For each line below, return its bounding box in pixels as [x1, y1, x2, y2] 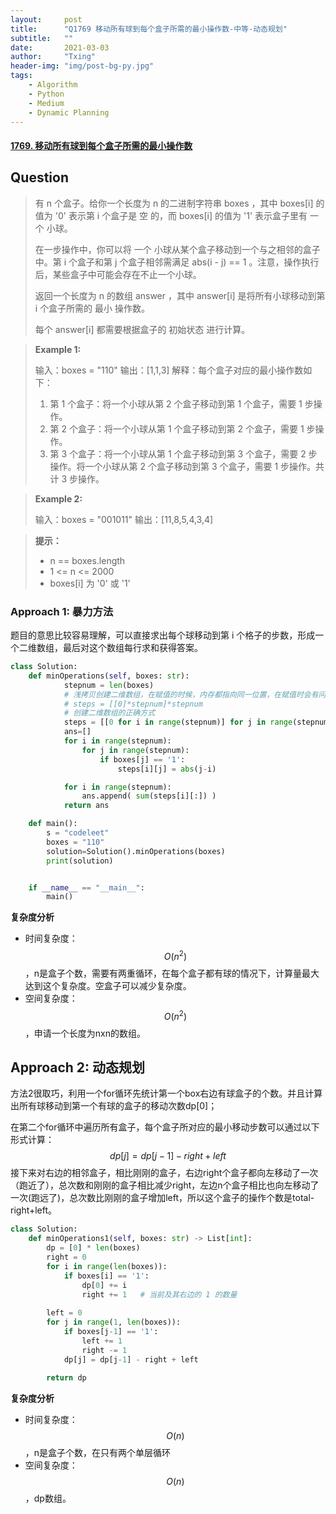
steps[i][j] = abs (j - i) [117, 764, 217, 774]
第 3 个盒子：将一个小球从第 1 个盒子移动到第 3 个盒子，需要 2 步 [49, 447, 318, 460]
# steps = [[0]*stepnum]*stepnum [63, 699, 203, 709]
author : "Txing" [10, 52, 97, 62]
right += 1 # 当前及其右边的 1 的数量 [81, 1289, 238, 1300]
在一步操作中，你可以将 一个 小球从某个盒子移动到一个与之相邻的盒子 [34, 243, 321, 255]
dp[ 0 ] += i [81, 1280, 128, 1290]
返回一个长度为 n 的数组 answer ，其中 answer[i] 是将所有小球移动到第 [34, 289, 326, 301]
